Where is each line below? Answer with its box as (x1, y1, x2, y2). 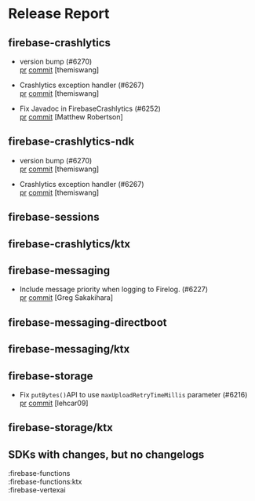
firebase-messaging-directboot (8, 316, 167, 329)
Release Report (8, 5, 110, 23)
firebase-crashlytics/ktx (8, 237, 131, 251)
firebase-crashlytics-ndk (8, 135, 135, 148)
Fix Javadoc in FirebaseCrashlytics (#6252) (19, 104, 161, 113)
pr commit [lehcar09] (19, 398, 89, 408)
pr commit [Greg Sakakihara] (19, 293, 114, 302)
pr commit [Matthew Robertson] (19, 112, 123, 122)
